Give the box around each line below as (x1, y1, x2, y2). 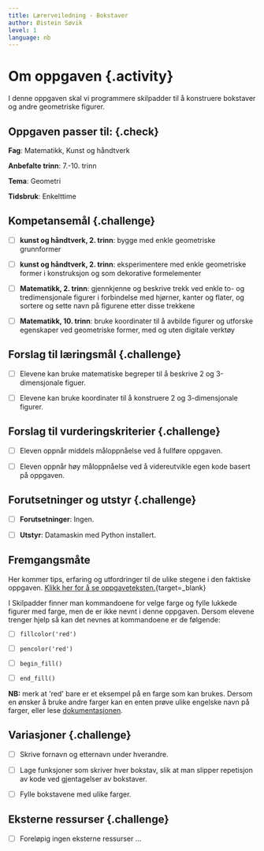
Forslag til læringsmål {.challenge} (8, 348, 182, 361)
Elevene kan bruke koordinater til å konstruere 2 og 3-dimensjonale (19, 393, 239, 402)
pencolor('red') (19, 645, 73, 653)
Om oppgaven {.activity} (8, 68, 174, 85)
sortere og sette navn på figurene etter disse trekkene (19, 301, 195, 310)
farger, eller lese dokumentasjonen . (8, 705, 124, 715)
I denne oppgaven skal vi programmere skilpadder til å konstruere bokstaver (8, 94, 256, 103)
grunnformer (19, 244, 61, 253)
